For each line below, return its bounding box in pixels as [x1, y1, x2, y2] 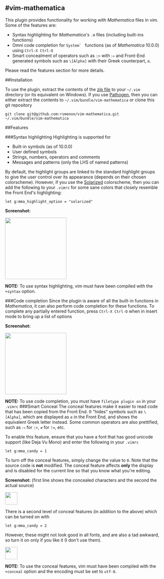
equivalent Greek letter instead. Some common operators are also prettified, [5, 419, 159, 425]
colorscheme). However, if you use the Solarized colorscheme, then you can [5, 179, 159, 185]
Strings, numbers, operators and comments [12, 154, 100, 160]
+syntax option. [5, 288, 36, 294]
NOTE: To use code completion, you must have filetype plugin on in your [5, 398, 156, 404]
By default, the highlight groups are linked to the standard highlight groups [5, 169, 155, 174]
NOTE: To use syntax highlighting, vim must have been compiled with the [5, 283, 153, 289]
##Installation [5, 77, 33, 83]
